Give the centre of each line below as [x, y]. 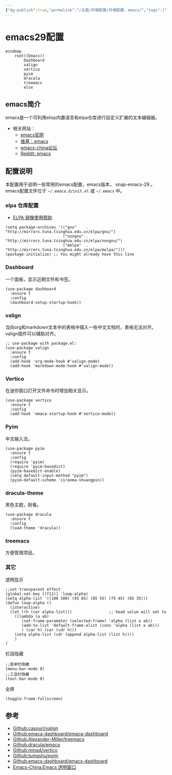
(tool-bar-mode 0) [25, 679]
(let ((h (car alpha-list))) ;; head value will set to [88, 612]
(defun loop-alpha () [28, 603]
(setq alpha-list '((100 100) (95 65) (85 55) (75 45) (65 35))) [77, 598]
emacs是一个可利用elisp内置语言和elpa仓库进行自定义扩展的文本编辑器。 [83, 118]
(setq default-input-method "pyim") [49, 475]
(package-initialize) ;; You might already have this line [70, 254]
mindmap [14, 51]
